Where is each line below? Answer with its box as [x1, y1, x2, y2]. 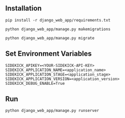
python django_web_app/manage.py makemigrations [5, 27, 111, 32]
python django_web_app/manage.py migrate [5, 35, 95, 40]
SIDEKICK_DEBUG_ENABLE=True [5, 81, 65, 86]
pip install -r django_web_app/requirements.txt [5, 17, 111, 22]
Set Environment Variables [5, 50, 92, 58]
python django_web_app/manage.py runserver [5, 108, 99, 113]
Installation [5, 4, 42, 13]
